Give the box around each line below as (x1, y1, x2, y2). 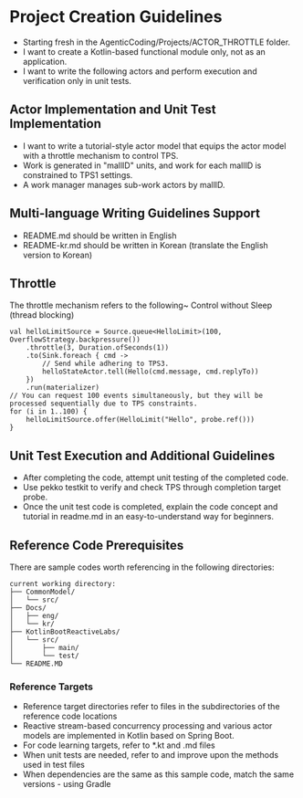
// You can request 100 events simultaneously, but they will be (9, 391, 263, 401)
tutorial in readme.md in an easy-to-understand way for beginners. (22, 511, 274, 522)
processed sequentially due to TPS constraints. (9, 399, 198, 408)
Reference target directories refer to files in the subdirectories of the (22, 701, 280, 712)
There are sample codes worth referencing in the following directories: (9, 562, 275, 572)
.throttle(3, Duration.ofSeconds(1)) (26, 343, 170, 352)
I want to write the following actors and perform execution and (22, 66, 257, 77)
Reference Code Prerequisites (9, 537, 184, 553)
